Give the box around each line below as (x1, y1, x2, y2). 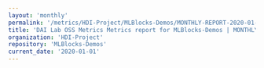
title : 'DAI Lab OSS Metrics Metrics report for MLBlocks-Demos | (8, 26, 230, 34)
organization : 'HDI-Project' (8, 33, 104, 41)
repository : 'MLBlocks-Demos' (8, 41, 108, 48)
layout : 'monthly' (8, 11, 68, 20)
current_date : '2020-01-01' (8, 48, 101, 55)
